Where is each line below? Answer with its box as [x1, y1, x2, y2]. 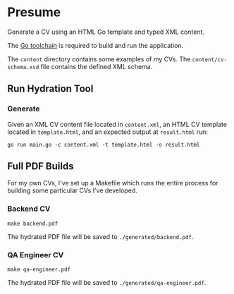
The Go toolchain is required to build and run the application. [7, 41, 184, 49]
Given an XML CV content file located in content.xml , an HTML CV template [7, 120, 228, 128]
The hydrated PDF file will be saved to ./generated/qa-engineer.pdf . [7, 278, 207, 287]
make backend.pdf [7, 220, 58, 227]
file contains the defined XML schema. [40, 62, 153, 71]
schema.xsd [7, 63, 39, 71]
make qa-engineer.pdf [7, 266, 71, 274]
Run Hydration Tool [7, 82, 94, 95]
